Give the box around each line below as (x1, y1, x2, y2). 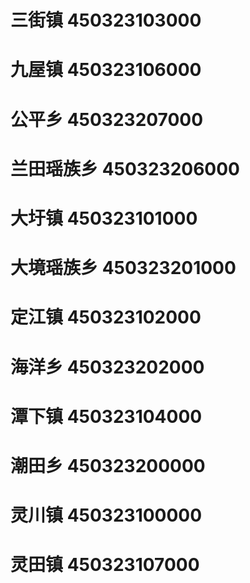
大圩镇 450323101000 (10, 207, 198, 230)
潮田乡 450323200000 (10, 454, 206, 477)
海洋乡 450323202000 (10, 356, 205, 378)
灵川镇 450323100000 (10, 504, 203, 527)
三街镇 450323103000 (10, 9, 202, 32)
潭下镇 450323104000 (10, 405, 203, 428)
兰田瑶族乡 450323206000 (10, 157, 240, 180)
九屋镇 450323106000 (10, 59, 202, 81)
